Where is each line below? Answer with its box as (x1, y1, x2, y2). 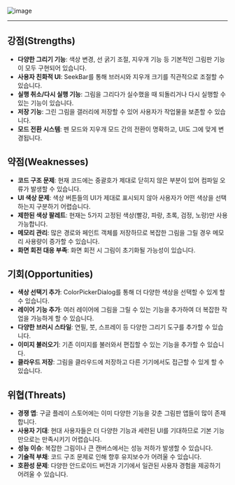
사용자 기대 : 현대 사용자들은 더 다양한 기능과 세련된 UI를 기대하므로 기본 (17, 426, 212, 435)
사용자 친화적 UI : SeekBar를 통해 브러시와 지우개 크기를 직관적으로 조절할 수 (17, 72, 225, 80)
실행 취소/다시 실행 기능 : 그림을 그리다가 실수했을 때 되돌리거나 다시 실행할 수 (17, 89, 226, 98)
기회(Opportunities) (7, 268, 94, 280)
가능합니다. (17, 219, 48, 228)
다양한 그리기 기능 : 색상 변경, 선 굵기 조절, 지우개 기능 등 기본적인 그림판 (17, 55, 213, 63)
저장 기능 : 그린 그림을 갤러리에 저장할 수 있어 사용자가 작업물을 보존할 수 (17, 107, 213, 115)
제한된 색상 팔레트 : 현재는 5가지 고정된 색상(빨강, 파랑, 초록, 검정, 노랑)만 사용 (17, 210, 228, 219)
